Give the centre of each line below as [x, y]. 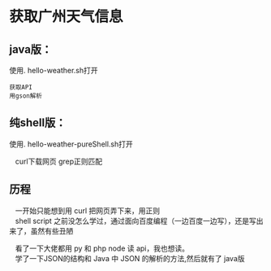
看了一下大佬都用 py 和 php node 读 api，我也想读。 [102, 248]
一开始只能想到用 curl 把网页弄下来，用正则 [88, 210]
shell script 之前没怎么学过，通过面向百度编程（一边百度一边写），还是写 [135, 221]
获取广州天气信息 [67, 17]
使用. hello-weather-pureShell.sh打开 [71, 144]
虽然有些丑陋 [52, 231]
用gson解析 [26, 96]
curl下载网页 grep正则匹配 [59, 161]
